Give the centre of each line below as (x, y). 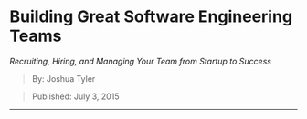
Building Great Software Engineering (151, 17)
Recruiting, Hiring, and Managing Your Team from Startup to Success (141, 61)
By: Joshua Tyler (64, 78)
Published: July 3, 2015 (75, 96)
